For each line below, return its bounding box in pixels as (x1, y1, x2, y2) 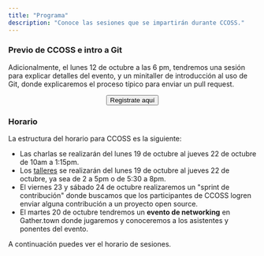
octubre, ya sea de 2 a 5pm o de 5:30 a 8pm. (19, 174, 166, 184)
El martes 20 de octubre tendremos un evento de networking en (19, 207, 231, 217)
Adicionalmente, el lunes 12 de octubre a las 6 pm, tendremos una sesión (8, 62, 246, 71)
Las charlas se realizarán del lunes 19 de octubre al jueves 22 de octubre (19, 149, 257, 159)
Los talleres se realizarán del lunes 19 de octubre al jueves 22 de (19, 166, 230, 175)
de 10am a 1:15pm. (19, 158, 80, 167)
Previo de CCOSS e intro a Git (8, 45, 122, 56)
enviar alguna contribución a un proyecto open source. (19, 199, 199, 209)
